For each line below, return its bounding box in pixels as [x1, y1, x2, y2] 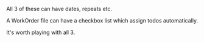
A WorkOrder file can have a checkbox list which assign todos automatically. [6, 17, 199, 24]
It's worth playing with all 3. [6, 29, 76, 36]
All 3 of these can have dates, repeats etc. [6, 5, 113, 12]
